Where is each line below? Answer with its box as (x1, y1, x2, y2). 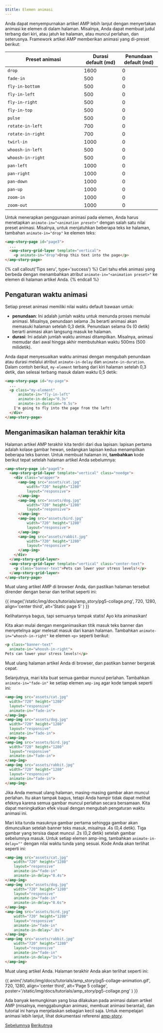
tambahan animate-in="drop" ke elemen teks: (5, 230, 96, 235)
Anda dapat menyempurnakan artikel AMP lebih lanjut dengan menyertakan (5, 20, 156, 26)
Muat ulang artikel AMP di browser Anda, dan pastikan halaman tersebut (5, 584, 150, 590)
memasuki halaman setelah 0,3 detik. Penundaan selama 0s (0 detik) (12, 323, 150, 329)
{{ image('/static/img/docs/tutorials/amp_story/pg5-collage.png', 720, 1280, (5, 598, 156, 604)
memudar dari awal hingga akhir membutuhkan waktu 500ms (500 (12, 339, 146, 345)
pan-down (7, 178, 28, 184)
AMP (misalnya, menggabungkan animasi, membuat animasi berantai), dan (5, 1002, 154, 1008)
